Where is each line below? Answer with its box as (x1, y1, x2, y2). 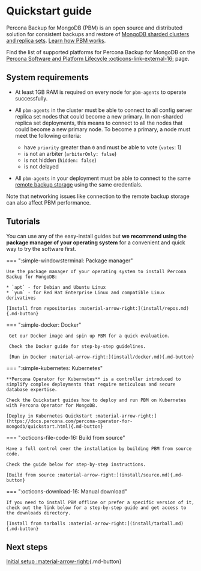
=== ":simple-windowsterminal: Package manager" (6, 257, 133, 264)
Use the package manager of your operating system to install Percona (6, 268, 187, 274)
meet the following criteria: (14, 132, 82, 139)
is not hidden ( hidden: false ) (23, 156, 97, 164)
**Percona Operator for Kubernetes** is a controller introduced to (6, 376, 181, 382)
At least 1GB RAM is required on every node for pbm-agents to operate (14, 88, 187, 96)
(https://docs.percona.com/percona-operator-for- (6, 418, 133, 424)
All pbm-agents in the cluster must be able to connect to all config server (14, 106, 193, 114)
